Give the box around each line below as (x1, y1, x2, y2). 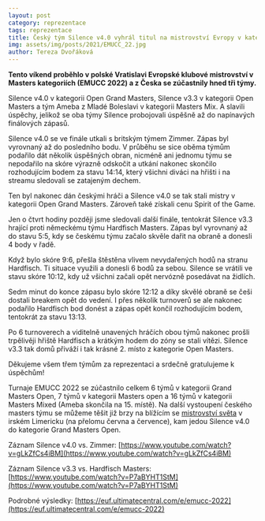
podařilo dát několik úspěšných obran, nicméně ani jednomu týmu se (8, 151, 233, 160)
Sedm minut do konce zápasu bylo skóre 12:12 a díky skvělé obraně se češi (8, 287, 252, 296)
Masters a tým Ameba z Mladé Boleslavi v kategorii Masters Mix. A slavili (8, 102, 245, 111)
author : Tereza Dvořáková (8, 48, 93, 56)
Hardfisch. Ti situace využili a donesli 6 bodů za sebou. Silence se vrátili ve (8, 263, 253, 273)
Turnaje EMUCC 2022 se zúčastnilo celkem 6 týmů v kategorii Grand (8, 383, 233, 393)
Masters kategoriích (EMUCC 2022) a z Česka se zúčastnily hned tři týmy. (8, 78, 257, 87)
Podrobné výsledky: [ (8, 496, 78, 505)
